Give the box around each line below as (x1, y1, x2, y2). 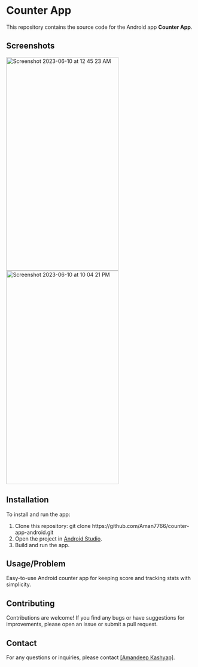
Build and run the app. (14, 541, 70, 548)
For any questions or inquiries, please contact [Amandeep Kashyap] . (6, 654, 175, 661)
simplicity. (6, 581, 31, 588)
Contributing (6, 598, 55, 608)
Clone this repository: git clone (14, 522, 91, 529)
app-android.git (14, 529, 54, 536)
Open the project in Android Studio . (14, 535, 103, 542)
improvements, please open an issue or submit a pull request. (6, 621, 158, 628)
